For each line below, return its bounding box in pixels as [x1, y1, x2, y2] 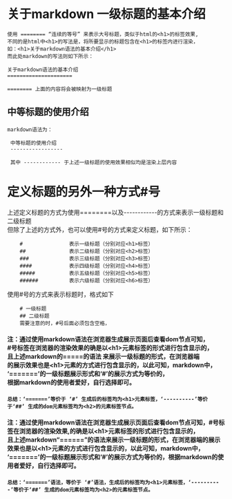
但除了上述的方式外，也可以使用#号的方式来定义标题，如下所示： [7, 225, 193, 233]
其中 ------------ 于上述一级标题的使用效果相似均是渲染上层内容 [10, 159, 177, 166]
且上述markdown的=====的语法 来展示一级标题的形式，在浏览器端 [7, 353, 200, 361]
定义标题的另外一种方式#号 [7, 184, 161, 199]
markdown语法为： [7, 126, 53, 133]
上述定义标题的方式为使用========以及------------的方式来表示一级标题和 [7, 208, 224, 216]
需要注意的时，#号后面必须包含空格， [19, 320, 110, 326]
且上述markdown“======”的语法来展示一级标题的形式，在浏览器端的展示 [7, 436, 221, 444]
